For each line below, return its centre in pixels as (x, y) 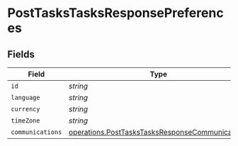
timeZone (25, 121)
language (25, 97)
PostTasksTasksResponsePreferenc (116, 13)
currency (25, 109)
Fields (21, 54)
